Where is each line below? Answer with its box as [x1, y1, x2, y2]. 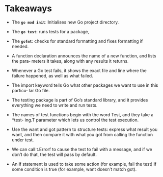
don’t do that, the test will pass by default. [11, 152, 97, 157]
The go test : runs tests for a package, [11, 28, 89, 34]
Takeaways [4, 3, 52, 14]
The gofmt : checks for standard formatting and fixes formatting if [11, 38, 143, 44]
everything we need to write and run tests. [11, 102, 98, 108]
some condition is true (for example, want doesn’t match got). [11, 166, 137, 172]
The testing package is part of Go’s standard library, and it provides [11, 97, 148, 103]
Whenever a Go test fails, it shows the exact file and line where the [11, 67, 147, 74]
